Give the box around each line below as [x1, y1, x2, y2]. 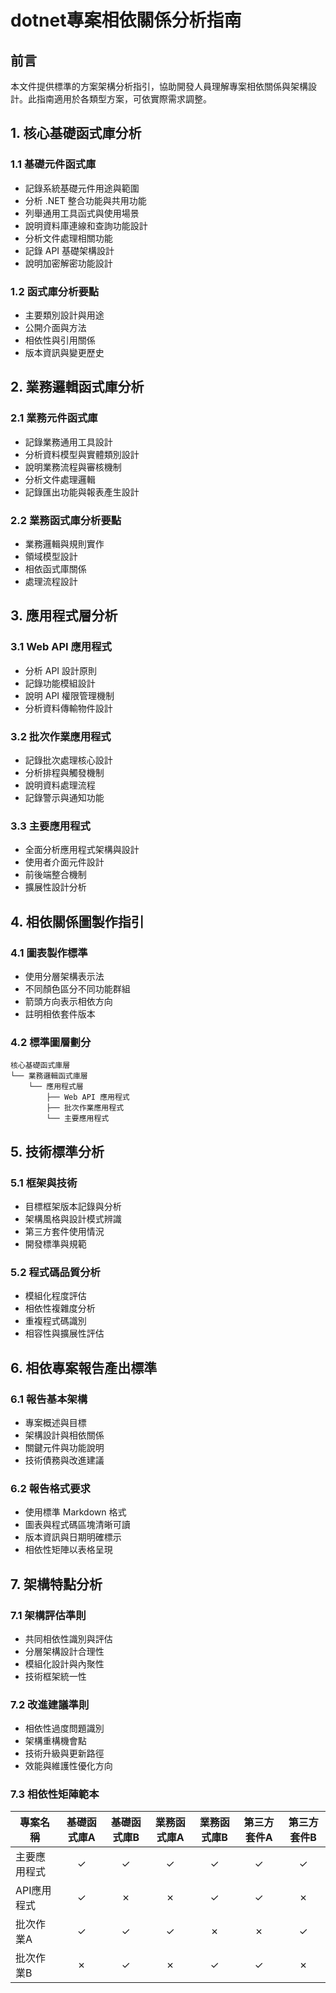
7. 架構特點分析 [10, 1576, 103, 1593]
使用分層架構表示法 [24, 970, 105, 982]
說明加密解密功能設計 [24, 257, 113, 269]
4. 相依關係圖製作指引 [10, 913, 145, 930]
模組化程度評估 [24, 1290, 87, 1302]
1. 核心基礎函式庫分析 [10, 125, 142, 142]
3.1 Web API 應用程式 [10, 640, 112, 654]
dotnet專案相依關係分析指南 [10, 9, 242, 32]
